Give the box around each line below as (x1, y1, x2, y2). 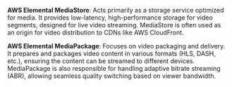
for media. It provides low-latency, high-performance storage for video (7, 13, 213, 22)
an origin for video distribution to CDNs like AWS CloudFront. (7, 28, 185, 36)
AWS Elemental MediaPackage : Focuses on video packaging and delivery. (7, 42, 226, 50)
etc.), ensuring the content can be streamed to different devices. (7, 57, 195, 65)
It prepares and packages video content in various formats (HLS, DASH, (7, 49, 216, 58)
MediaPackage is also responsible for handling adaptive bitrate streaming (7, 65, 221, 72)
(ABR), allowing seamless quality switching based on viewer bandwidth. (7, 72, 216, 80)
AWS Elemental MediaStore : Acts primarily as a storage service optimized (7, 6, 224, 14)
